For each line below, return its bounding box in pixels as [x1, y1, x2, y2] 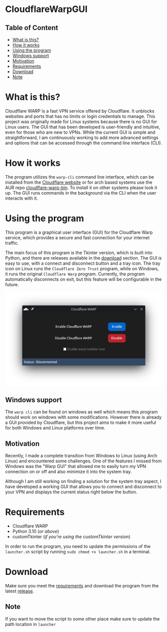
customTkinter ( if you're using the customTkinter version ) [12, 533, 131, 539]
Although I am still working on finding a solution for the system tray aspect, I [5, 478, 162, 484]
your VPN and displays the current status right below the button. [5, 489, 138, 495]
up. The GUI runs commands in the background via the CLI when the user [5, 190, 157, 196]
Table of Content [5, 24, 58, 32]
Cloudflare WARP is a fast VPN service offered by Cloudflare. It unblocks [5, 108, 155, 114]
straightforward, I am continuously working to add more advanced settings [5, 134, 159, 141]
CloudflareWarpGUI [5, 4, 88, 15]
